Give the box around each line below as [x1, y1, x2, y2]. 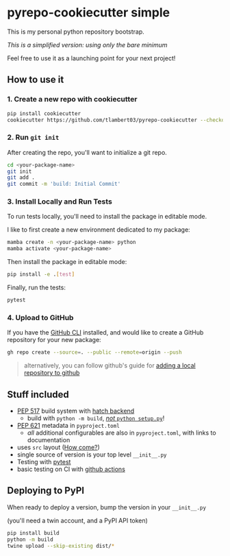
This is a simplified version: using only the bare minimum [7, 40, 168, 49]
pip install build [7, 529, 60, 536]
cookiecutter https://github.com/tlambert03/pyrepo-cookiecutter [7, 117, 197, 123]
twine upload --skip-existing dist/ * [7, 542, 115, 549]
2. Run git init [7, 132, 60, 142]
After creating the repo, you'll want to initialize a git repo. [7, 148, 168, 156]
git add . [7, 174, 36, 181]
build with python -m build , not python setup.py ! [27, 413, 165, 422]
